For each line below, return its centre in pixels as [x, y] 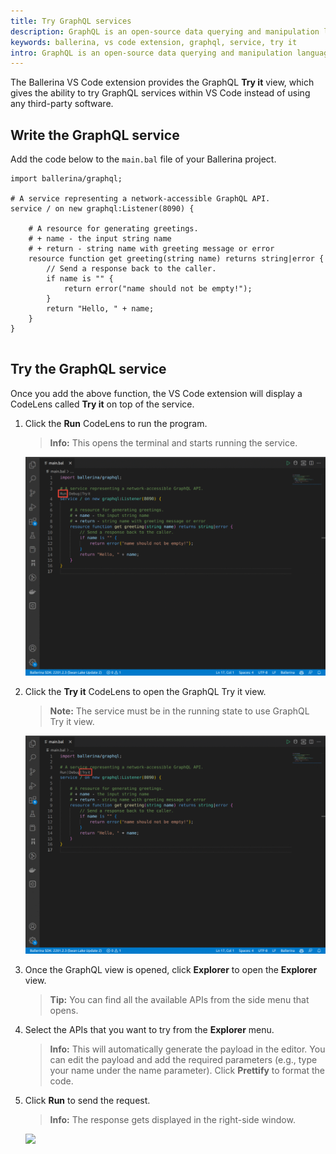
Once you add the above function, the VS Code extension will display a [156, 393]
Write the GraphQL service [95, 135]
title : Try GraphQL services [71, 21]
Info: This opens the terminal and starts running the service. [173, 442]
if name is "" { [80, 279]
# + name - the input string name [100, 239]
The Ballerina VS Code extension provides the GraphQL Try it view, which [162, 82]
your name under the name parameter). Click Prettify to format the [187, 1071]
